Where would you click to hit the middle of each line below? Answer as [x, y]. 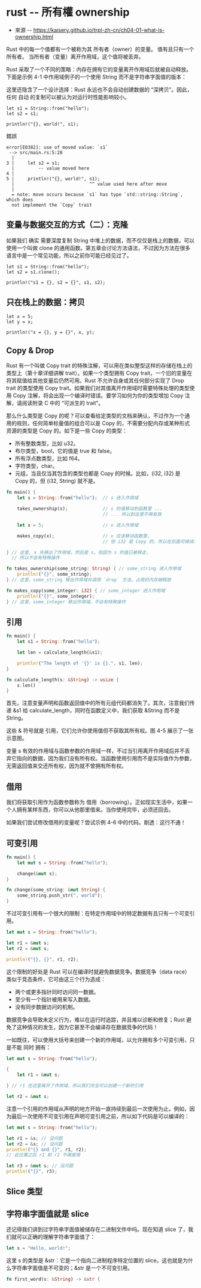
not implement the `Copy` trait [52, 205]
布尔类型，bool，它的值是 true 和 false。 [65, 451]
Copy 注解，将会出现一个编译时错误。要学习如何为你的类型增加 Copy [98, 395]
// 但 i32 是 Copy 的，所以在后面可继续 [148, 542]
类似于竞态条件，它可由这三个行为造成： [56, 979]
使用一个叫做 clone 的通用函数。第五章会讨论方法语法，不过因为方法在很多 [98, 248]
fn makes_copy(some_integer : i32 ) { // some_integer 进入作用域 [86, 591]
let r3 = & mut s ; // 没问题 [40, 1166]
